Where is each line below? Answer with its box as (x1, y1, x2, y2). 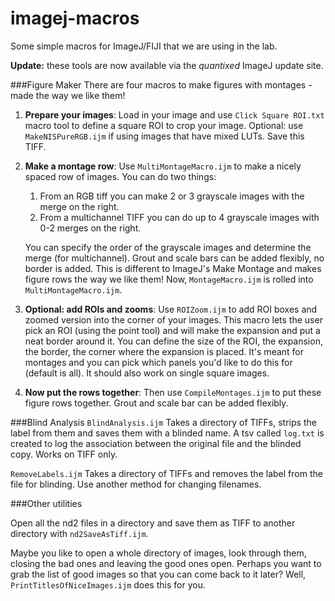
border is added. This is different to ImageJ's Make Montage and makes (24, 262, 322, 274)
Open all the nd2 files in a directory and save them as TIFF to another (10, 517, 296, 529)
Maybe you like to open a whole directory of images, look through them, (10, 547, 307, 559)
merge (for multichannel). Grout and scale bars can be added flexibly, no (24, 252, 325, 264)
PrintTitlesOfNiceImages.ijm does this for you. (10, 578, 206, 591)
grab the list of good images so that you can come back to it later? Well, (10, 568, 307, 580)
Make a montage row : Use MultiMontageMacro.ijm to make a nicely (24, 160, 302, 172)
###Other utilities (10, 497, 83, 509)
